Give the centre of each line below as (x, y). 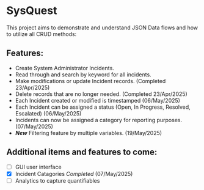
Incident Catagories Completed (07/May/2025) (74, 174)
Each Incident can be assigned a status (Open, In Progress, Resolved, (103, 107)
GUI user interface (38, 167)
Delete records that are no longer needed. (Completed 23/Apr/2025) (101, 94)
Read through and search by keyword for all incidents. (83, 75)
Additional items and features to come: (82, 152)
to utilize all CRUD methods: (42, 34)
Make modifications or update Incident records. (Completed (90, 81)
